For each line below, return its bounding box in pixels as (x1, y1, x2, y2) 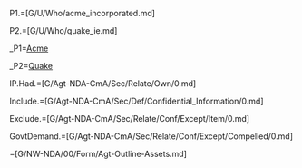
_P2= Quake (9, 61, 53, 71)
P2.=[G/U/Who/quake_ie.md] (9, 25, 118, 35)
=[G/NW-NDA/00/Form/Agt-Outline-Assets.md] (9, 149, 188, 159)
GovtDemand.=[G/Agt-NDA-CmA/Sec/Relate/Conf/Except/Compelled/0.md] (9, 131, 293, 142)
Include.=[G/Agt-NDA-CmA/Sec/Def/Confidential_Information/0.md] (9, 95, 265, 106)
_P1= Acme (9, 43, 49, 54)
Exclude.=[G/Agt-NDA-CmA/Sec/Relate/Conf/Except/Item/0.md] (9, 114, 250, 124)
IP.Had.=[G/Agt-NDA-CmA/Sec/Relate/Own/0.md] (9, 78, 197, 89)
